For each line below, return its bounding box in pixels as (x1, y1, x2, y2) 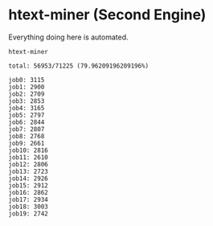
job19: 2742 (8, 209, 48, 218)
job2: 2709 (8, 90, 45, 98)
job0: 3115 (8, 76, 45, 84)
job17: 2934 (8, 195, 48, 203)
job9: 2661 (8, 139, 45, 147)
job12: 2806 (8, 160, 48, 168)
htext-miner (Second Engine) (8, 6, 207, 24)
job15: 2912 (8, 181, 48, 190)
